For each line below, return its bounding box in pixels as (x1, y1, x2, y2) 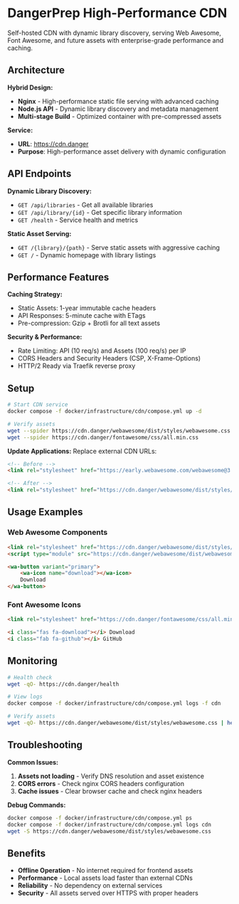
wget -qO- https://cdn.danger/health (7, 681, 119, 688)
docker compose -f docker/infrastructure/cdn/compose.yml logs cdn (7, 821, 212, 828)
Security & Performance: (7, 333, 83, 341)
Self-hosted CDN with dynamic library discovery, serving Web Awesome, (7, 28, 222, 37)
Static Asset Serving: (7, 229, 72, 238)
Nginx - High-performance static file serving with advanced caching (17, 97, 219, 105)
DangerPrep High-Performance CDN (7, 5, 228, 21)
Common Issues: (7, 757, 59, 766)
